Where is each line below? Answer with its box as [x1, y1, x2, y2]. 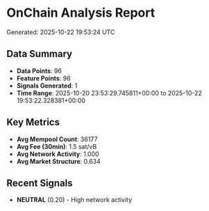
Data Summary [6, 48, 73, 60]
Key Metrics [6, 116, 60, 128]
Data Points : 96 [16, 66, 62, 75]
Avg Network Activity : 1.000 [16, 150, 99, 158]
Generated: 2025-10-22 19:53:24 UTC [6, 28, 115, 36]
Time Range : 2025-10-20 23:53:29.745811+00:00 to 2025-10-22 [16, 88, 202, 97]
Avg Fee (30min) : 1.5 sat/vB [16, 142, 97, 150]
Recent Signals [6, 177, 74, 189]
